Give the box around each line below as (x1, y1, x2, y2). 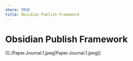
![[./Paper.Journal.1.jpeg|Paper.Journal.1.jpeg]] (5, 50, 101, 56)
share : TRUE (5, 7, 30, 12)
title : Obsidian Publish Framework (5, 12, 80, 17)
